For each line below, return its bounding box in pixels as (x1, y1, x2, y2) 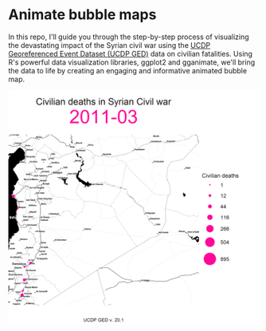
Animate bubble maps (8, 6, 157, 24)
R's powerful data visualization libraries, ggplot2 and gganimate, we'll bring (8, 57, 256, 67)
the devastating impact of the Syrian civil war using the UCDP (8, 40, 211, 49)
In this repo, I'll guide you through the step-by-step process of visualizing (8, 32, 249, 41)
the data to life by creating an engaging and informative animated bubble (8, 65, 248, 75)
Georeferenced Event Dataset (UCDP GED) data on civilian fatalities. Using (8, 49, 253, 58)
